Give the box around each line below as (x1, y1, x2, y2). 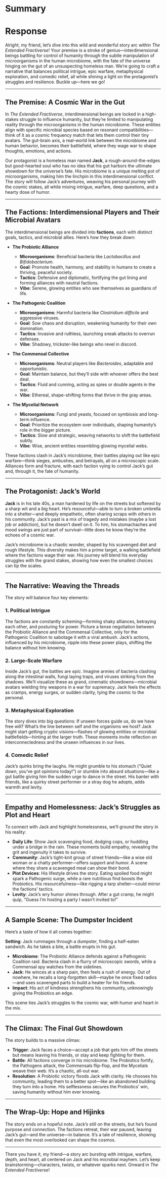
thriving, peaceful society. (19, 269, 73, 275)
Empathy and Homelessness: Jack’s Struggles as (5, 803, 161, 811)
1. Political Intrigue (5, 607, 50, 614)
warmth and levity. (5, 784, 43, 790)
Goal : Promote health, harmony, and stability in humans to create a (19, 264, 156, 270)
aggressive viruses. (19, 315, 60, 321)
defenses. (19, 336, 41, 342)
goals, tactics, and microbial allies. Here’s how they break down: (5, 234, 136, 240)
